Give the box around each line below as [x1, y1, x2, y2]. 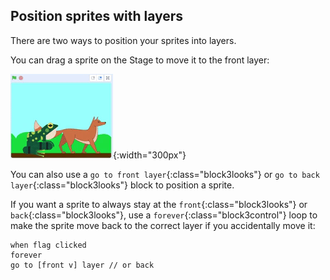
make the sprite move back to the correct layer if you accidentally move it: [10, 219, 316, 231]
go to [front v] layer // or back [10, 260, 155, 270]
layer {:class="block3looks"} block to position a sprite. [10, 179, 235, 191]
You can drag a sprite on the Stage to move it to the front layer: [10, 54, 270, 66]
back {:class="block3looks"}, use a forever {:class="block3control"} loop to [10, 209, 318, 221]
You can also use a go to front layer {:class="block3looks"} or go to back [10, 168, 320, 180]
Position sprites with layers [10, 8, 184, 25]
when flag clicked [10, 240, 87, 250]
